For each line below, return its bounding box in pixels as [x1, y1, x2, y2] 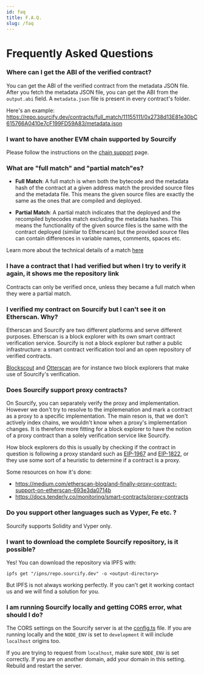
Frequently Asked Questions [6, 46, 154, 60]
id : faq [6, 9, 26, 15]
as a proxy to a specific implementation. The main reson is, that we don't [6, 412, 188, 420]
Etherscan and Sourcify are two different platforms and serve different [6, 326, 182, 334]
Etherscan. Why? [6, 312, 58, 321]
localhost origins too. [6, 637, 61, 645]
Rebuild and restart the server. [6, 662, 83, 670]
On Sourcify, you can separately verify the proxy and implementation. [6, 399, 180, 407]
